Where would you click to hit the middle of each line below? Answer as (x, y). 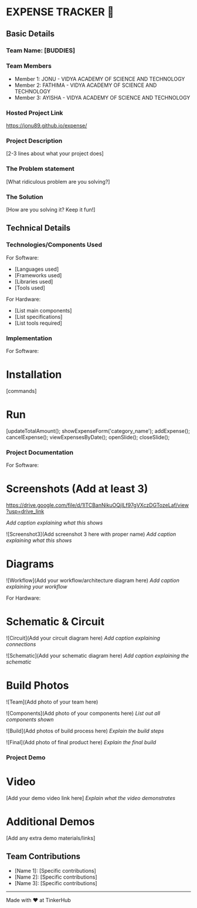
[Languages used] (37, 269)
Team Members (29, 66)
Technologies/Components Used (54, 245)
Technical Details (38, 228)
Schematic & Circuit (55, 622)
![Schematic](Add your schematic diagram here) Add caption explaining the (98, 655)
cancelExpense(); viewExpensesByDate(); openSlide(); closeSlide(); (88, 437)
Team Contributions (43, 857)
